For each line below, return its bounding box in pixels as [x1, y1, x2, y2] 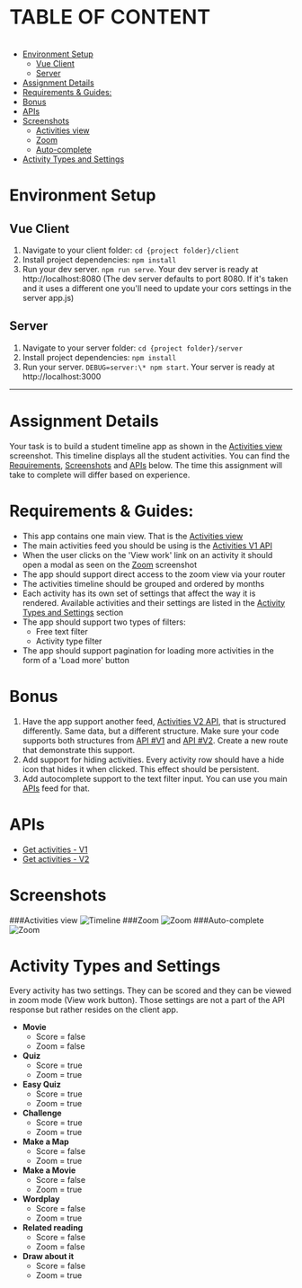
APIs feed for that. [22, 783, 90, 794]
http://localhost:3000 [22, 370, 102, 382]
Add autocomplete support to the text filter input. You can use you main [22, 773, 288, 784]
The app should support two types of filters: [22, 617, 186, 627]
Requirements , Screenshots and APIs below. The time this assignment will [9, 459, 283, 470]
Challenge [22, 1107, 62, 1119]
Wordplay [22, 1194, 60, 1204]
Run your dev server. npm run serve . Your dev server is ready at [22, 264, 259, 274]
